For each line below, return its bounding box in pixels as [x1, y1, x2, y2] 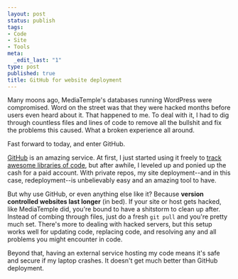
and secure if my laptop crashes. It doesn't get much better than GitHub [7, 256, 218, 265]
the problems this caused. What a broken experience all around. [7, 126, 195, 135]
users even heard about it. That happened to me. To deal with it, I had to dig [7, 111, 229, 119]
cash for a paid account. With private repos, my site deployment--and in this [7, 168, 231, 177]
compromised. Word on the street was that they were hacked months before [7, 104, 231, 112]
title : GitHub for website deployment [7, 76, 122, 84]
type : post [7, 63, 40, 70]
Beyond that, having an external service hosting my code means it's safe [7, 249, 220, 258]
